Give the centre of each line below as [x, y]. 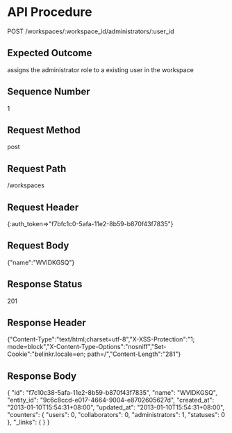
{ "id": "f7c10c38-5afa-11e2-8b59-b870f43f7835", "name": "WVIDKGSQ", [112, 393]
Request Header [43, 207]
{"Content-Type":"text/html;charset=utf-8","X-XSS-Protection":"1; [101, 339]
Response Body [42, 376]
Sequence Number [49, 92]
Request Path [37, 168]
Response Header [47, 323]
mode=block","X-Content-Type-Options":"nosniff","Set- [87, 347]
